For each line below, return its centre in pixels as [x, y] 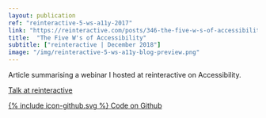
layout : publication [42, 15]
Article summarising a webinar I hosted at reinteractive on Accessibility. [125, 75]
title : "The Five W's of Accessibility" [78, 38]
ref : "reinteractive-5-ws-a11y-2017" [70, 23]
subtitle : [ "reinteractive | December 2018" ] [84, 45]
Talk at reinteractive [40, 90]
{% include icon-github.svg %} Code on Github [85, 105]
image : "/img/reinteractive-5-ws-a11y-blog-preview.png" [104, 52]
